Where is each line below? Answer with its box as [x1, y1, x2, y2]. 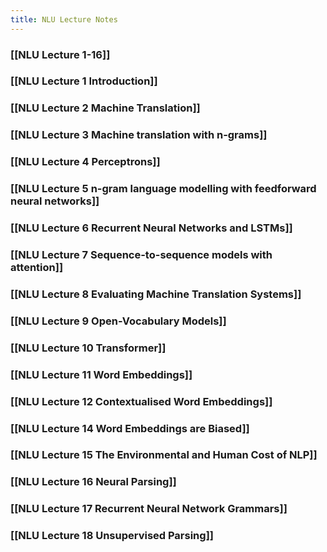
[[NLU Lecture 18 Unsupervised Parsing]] [10, 529, 214, 543]
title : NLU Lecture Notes [10, 14, 118, 25]
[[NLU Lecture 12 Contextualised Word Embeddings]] [10, 394, 273, 408]
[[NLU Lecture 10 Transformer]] [10, 341, 167, 355]
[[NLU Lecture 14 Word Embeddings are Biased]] [10, 421, 250, 435]
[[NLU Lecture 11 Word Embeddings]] [10, 367, 193, 381]
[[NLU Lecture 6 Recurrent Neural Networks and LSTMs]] [10, 221, 293, 235]
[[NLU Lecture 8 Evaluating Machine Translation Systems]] [10, 287, 302, 301]
